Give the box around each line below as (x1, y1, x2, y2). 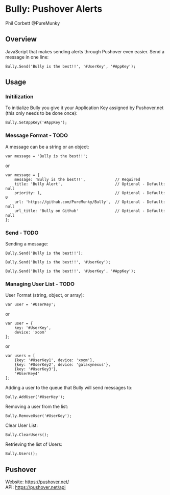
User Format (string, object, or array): (5, 292, 84, 298)
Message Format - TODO (5, 132, 68, 139)
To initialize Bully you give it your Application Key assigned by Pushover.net (5, 105, 164, 111)
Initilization (5, 93, 34, 100)
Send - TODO (5, 229, 39, 236)
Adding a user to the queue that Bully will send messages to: (5, 385, 133, 391)
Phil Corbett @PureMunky (5, 20, 60, 26)
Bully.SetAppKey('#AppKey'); (5, 120, 67, 126)
